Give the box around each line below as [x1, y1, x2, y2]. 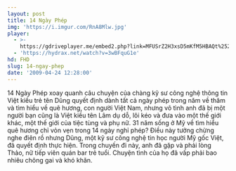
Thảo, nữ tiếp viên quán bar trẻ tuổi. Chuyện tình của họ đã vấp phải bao [7, 148, 218, 157]
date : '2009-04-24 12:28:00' [7, 69, 93, 76]
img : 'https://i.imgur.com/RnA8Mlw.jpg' [7, 23, 128, 30]
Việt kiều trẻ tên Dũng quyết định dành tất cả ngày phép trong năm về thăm [7, 96, 226, 104]
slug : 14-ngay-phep [7, 63, 65, 70]
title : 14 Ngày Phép [7, 17, 68, 24]
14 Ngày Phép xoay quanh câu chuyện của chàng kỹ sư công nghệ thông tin [7, 89, 228, 97]
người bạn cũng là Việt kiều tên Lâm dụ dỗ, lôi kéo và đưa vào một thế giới [7, 110, 221, 120]
